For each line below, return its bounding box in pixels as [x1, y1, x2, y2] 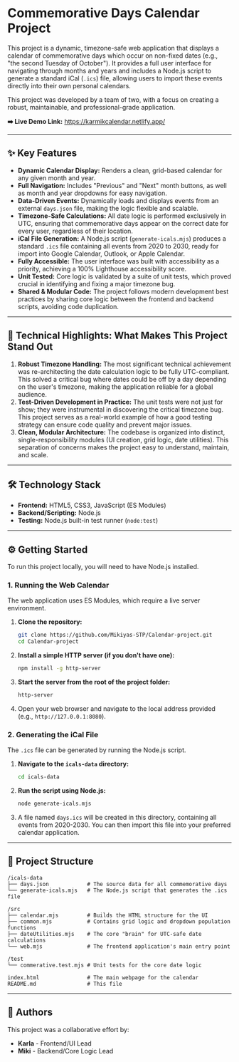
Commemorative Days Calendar [7, 5, 201, 21]
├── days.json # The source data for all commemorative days [7, 880, 228, 887]
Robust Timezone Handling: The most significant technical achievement [17, 360, 231, 368]
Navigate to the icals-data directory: [17, 760, 129, 769]
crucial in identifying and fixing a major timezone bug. [17, 279, 176, 288]
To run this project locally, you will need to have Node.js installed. [7, 563, 199, 571]
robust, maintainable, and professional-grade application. [7, 103, 176, 111]
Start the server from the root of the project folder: [17, 678, 171, 687]
